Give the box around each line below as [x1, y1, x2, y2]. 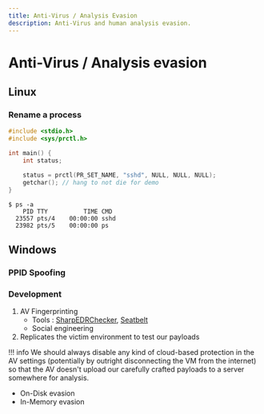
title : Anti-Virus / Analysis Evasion [8, 11, 138, 20]
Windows [8, 243, 57, 257]
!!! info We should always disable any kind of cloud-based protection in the [8, 348, 254, 357]
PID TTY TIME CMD [22, 207, 113, 216]
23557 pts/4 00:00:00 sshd [15, 214, 116, 222]
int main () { [8, 149, 52, 157]
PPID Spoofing [8, 267, 66, 278]
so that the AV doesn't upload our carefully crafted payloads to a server [8, 364, 245, 374]
